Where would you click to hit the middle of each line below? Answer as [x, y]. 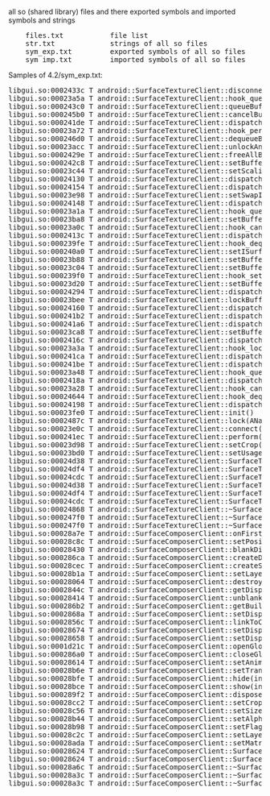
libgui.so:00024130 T [51, 179]
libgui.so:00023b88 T [51, 260]
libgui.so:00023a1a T [51, 211]
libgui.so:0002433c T [51, 91]
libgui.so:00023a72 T [51, 131]
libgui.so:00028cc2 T [51, 703]
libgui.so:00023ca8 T [51, 332]
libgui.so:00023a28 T [51, 389]
